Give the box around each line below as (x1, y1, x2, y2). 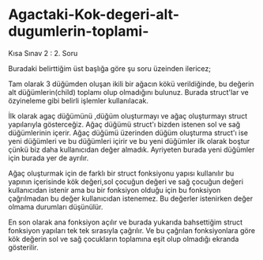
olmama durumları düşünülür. (8, 202, 103, 211)
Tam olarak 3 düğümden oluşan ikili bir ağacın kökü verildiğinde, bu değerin (8, 79, 254, 89)
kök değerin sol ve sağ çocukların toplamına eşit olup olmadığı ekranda (8, 234, 239, 243)
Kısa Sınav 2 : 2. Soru (8, 48, 78, 58)
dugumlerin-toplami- (8, 22, 149, 40)
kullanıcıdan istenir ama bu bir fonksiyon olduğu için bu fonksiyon (8, 185, 221, 194)
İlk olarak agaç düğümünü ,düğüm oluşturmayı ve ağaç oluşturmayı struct (8, 111, 247, 120)
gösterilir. (8, 243, 39, 252)
